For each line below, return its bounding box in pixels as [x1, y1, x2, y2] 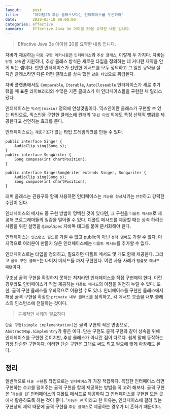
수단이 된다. [5, 200, 29, 206]
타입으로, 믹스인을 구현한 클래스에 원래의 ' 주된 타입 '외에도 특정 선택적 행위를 [10, 112, 160, 118]
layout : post [5, 7, 42, 13]
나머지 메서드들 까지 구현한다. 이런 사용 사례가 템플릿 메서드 [45, 258, 160, 264]
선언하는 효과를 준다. [22, 118, 64, 124]
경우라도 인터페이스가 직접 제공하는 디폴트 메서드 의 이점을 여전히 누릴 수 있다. [5, 281, 156, 287]
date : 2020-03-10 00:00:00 [5, 17, 76, 22]
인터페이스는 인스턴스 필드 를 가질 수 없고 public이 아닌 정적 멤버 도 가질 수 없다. [5, 234, 157, 240]
